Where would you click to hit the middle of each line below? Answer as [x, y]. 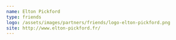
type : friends [24, 17]
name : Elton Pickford [33, 11]
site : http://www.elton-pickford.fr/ [53, 28]
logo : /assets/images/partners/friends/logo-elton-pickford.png [88, 22]
